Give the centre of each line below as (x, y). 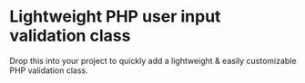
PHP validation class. (49, 70)
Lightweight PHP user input (115, 17)
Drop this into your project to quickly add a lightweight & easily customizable (153, 60)
